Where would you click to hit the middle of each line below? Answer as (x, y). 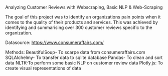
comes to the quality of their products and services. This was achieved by (81, 22)
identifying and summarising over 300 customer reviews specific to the (79, 27)
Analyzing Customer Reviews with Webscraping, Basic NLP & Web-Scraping (84, 7)
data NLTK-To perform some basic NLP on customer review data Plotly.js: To (84, 63)
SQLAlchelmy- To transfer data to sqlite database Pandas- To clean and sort (84, 57)
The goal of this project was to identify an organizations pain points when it (83, 17)
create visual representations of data (43, 68)
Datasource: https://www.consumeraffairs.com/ (54, 42)
